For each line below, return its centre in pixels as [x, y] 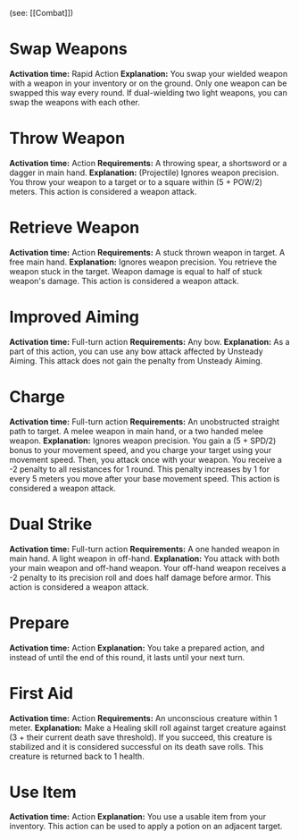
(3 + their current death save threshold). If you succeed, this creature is [141, 737]
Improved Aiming [75, 317]
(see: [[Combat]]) [42, 13]
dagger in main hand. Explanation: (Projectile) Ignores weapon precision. [144, 172]
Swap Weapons [68, 49]
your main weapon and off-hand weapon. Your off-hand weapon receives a [148, 567]
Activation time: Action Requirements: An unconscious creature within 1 [143, 718]
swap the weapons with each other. [75, 102]
